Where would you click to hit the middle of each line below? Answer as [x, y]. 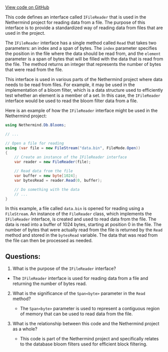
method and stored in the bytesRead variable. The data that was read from [81, 235]
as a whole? [25, 329]
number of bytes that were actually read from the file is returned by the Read [84, 230]
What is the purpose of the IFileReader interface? [64, 268]
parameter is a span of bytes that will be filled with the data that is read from [84, 59]
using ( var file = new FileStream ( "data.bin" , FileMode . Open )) [73, 148]
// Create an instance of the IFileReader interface [71, 157]
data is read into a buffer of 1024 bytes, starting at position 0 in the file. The [83, 225]
